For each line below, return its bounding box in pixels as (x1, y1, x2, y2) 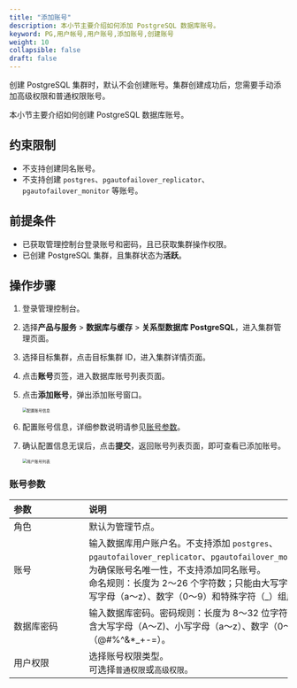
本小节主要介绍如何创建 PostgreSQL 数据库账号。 (9, 110, 189, 120)
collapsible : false (9, 46, 81, 55)
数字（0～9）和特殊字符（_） (156, 590, 278, 602)
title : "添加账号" (9, 12, 72, 22)
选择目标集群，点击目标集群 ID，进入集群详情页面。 (21, 352, 210, 363)
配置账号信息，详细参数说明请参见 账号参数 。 (21, 421, 186, 432)
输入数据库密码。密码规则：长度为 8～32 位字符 (88, 607, 288, 619)
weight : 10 (9, 37, 49, 47)
